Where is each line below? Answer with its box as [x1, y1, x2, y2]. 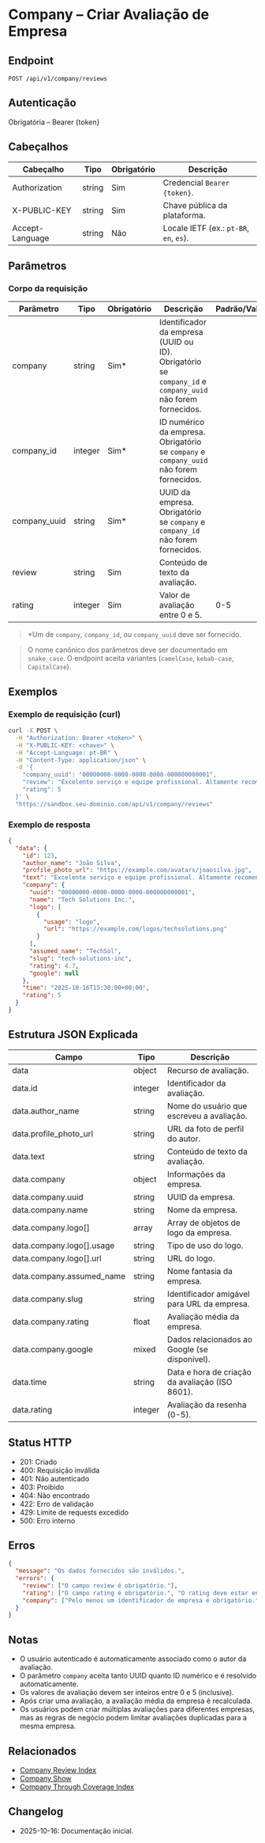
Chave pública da [162, 199, 228, 210]
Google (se [166, 1344, 209, 1355]
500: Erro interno [19, 1515, 76, 1525]
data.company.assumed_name [12, 1270, 126, 1281]
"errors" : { [15, 1575, 55, 1583]
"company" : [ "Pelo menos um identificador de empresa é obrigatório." [22, 1596, 259, 1604]
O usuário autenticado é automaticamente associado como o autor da [19, 1654, 247, 1663]
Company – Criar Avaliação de [8, 6, 210, 24]
